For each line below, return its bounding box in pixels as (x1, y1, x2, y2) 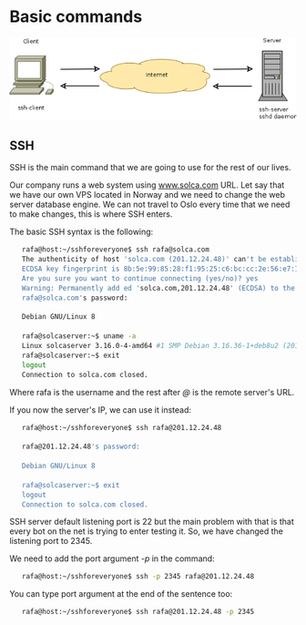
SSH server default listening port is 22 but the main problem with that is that (9, 517, 294, 528)
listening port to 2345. (9, 536, 93, 547)
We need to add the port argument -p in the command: (9, 553, 216, 564)
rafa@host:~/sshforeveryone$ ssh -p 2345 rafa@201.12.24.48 (21, 572, 255, 581)
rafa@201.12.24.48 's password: (21, 442, 141, 452)
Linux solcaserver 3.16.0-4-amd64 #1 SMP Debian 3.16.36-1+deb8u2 (21, 342, 280, 351)
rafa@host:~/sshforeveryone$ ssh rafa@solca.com (21, 245, 209, 254)
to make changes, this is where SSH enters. (9, 209, 173, 220)
